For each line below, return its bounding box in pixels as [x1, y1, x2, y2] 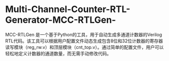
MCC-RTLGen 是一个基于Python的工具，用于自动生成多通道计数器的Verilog [5, 31, 162, 37]
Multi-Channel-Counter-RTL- [5, 4, 131, 15]
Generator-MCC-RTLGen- [5, 14, 116, 26]
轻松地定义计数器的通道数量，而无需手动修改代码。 [5, 50, 111, 56]
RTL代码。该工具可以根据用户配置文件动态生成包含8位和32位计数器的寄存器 [5, 38, 163, 44]
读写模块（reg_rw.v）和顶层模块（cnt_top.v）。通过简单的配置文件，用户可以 [5, 44, 164, 50]
